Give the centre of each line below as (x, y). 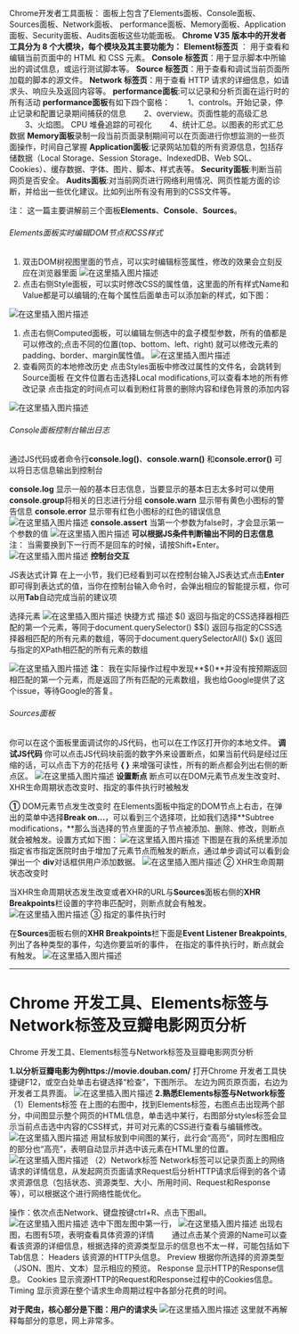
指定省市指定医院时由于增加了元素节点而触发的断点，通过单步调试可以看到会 (149, 851)
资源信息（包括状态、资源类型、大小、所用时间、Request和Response (144, 1182)
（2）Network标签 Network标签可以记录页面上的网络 (187, 1160)
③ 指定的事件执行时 (128, 914)
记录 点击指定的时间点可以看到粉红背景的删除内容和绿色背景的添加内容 (160, 389)
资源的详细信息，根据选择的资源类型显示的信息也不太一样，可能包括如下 (157, 1246)
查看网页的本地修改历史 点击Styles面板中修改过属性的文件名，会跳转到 (152, 366)
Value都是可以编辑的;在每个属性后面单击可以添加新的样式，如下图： (146, 295)
